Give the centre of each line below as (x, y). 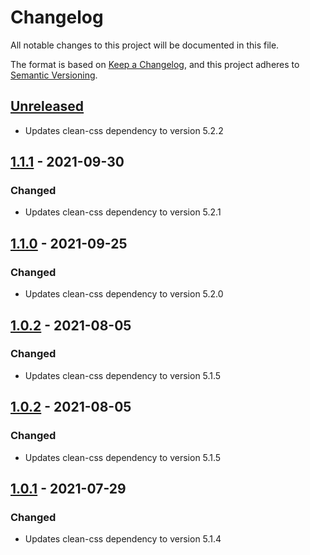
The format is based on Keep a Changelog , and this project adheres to (155, 64)
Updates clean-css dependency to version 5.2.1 (123, 212)
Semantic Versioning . (54, 75)
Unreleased (47, 106)
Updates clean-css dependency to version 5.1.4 (123, 539)
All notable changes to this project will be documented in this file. (145, 45)
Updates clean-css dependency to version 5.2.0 (124, 294)
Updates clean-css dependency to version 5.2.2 (124, 130)
